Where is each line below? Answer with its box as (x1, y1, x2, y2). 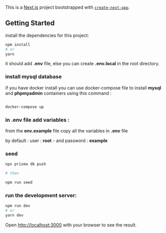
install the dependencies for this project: (5, 32, 89, 38)
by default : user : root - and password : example (5, 137, 108, 144)
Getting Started (5, 19, 55, 27)
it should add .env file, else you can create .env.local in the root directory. (5, 61, 160, 67)
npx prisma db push (5, 162, 46, 167)
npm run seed (5, 179, 33, 185)
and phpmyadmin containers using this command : (5, 90, 112, 96)
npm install (5, 42, 30, 47)
